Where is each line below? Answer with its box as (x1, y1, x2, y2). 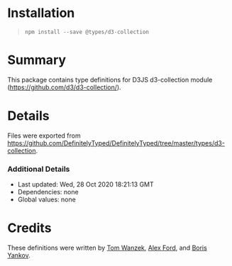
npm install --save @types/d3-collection (24, 28, 149, 35)
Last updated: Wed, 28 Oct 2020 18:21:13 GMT (17, 180, 154, 189)
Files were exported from (7, 131, 81, 140)
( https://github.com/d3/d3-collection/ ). (7, 83, 122, 92)
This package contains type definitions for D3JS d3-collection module (7, 75, 213, 84)
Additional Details (7, 164, 70, 174)
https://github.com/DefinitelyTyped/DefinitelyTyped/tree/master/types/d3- (7, 138, 226, 147)
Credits (7, 220, 52, 236)
